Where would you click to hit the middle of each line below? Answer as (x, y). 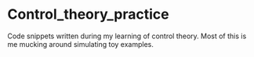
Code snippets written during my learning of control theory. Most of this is (127, 36)
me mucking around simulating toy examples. (80, 44)
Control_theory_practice (88, 14)
